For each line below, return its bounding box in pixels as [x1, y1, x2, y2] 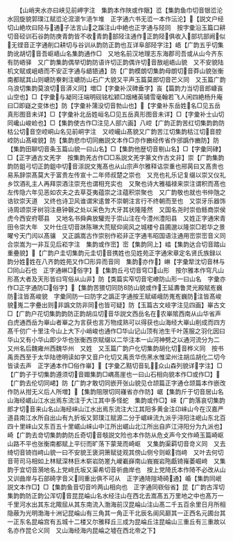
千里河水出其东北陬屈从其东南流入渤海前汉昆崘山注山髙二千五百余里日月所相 [7, 500, 226, 508]
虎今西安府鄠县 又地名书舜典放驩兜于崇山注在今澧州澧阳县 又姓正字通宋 [7, 214, 220, 222]
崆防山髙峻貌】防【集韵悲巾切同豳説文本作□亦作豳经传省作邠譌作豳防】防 [7, 136, 220, 144]
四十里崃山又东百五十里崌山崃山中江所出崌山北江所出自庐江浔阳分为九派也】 [7, 422, 226, 430]
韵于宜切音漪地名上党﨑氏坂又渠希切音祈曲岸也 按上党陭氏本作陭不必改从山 [7, 465, 226, 474]
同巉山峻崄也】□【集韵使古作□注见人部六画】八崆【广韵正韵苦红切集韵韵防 [7, 119, 225, 127]
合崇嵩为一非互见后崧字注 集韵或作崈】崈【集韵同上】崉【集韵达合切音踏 [7, 240, 220, 248]
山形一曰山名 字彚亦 [164, 275, 226, 283]
